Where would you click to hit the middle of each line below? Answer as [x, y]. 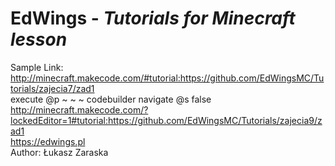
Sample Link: [37, 67]
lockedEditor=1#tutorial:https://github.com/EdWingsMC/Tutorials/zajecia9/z [166, 120]
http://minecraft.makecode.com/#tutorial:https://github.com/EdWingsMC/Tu [167, 78]
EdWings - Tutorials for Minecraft [153, 18]
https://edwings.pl [48, 141]
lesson [39, 39]
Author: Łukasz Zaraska [59, 152]
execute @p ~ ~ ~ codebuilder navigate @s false [111, 99]
